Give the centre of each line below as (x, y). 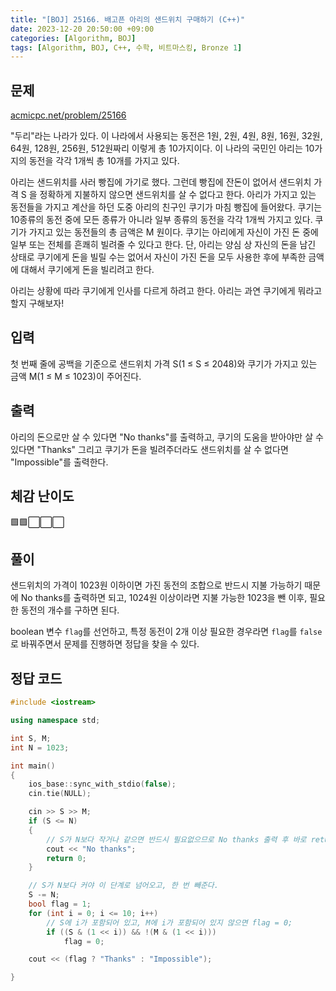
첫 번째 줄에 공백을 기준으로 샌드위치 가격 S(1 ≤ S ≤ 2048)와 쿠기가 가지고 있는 (164, 363)
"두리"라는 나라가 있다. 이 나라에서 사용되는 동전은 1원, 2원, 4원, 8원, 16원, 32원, (166, 136)
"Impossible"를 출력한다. (59, 462)
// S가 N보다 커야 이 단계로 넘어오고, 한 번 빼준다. (123, 886)
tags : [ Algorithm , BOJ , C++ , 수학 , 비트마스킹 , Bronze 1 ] (126, 47)
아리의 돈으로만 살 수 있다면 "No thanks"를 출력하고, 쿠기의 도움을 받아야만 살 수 (167, 437)
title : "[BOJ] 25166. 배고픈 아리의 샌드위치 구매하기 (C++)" (128, 19)
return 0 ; (66, 858)
